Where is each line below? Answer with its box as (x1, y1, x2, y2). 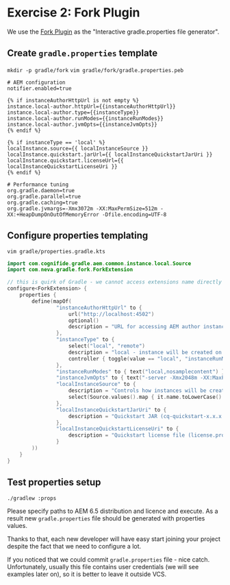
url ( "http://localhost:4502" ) (68, 310, 155, 317)
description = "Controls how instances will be (68, 387, 207, 394)
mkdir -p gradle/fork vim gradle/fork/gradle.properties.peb (7, 67, 183, 73)
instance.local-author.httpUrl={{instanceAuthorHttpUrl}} (7, 103, 176, 110)
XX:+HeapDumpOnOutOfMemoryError (7, 211, 99, 218)
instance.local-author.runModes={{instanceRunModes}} (7, 115, 164, 122)
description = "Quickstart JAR (68, 413, 157, 420)
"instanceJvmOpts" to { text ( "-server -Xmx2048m (55, 374, 197, 382)
